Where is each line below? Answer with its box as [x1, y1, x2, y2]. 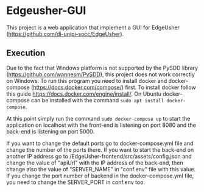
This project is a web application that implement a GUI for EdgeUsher [6, 24, 180, 31]
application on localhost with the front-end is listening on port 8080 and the [6, 121, 197, 129]
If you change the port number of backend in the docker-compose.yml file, [6, 172, 194, 179]
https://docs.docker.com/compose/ [33, 84, 122, 91]
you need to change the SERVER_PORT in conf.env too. [6, 178, 145, 186]
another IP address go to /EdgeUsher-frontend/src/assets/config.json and [6, 152, 192, 160]
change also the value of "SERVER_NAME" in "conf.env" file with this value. [6, 165, 196, 172]
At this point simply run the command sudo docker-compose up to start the [6, 115, 191, 122]
